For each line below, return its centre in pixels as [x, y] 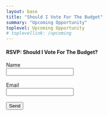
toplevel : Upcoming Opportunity [45, 28]
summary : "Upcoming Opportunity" [47, 22]
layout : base [22, 11]
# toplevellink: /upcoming [39, 33]
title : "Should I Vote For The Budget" [55, 17]
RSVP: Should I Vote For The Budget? [52, 52]
